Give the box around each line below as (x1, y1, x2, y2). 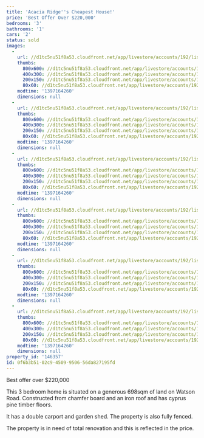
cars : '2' (6, 32, 32, 38)
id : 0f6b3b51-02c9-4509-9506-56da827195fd (6, 360, 115, 366)
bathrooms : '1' (6, 26, 45, 32)
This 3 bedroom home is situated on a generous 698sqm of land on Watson (6, 388, 195, 395)
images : (6, 43, 26, 49)
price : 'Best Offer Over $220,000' (6, 15, 97, 21)
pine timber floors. (6, 401, 53, 408)
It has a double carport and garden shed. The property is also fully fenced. (6, 412, 193, 420)
